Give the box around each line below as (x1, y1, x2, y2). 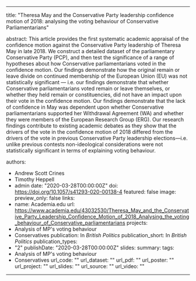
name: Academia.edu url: (14, 201, 75, 207)
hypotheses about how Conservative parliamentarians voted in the (6, 60, 166, 67)
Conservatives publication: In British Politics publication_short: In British (14, 232, 187, 238)
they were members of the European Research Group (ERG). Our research (6, 116, 184, 123)
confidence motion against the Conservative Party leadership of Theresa (6, 41, 181, 48)
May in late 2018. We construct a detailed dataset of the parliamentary (6, 48, 175, 54)
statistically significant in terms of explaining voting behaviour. (6, 147, 156, 154)
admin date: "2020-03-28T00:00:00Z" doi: (14, 182, 118, 189)
